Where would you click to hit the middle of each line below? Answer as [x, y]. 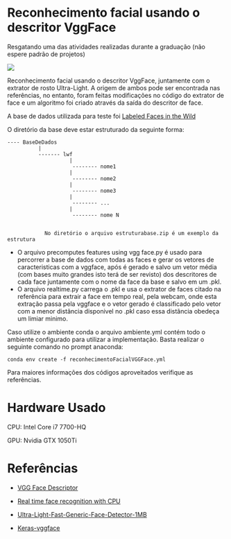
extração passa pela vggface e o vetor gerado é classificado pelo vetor [119, 304]
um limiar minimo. [42, 318]
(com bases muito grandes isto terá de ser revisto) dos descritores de [117, 274]
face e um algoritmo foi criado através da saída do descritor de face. [105, 103]
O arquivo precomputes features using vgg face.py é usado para [110, 252]
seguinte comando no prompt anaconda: [65, 346]
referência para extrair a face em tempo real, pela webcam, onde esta [117, 296]
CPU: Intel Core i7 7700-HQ [47, 427]
